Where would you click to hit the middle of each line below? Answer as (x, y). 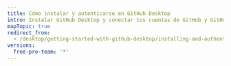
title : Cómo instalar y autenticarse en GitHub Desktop (89, 13)
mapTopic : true (29, 26)
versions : (21, 45)
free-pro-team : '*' (41, 52)
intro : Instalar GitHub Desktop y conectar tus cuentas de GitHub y (107, 20)
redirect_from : (29, 33)
